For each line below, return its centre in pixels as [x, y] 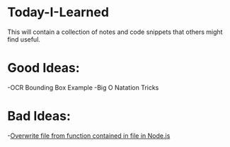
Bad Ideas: [39, 116]
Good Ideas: [44, 68]
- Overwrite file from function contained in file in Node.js [89, 136]
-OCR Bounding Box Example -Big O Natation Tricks [83, 87]
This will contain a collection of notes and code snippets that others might [115, 32]
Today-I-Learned [58, 12]
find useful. [24, 39]
